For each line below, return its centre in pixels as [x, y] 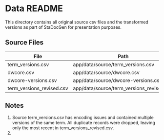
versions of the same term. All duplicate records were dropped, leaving [83, 122]
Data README [34, 9]
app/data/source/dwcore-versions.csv [118, 80]
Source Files [24, 43]
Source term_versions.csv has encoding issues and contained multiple [83, 117]
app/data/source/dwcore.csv [106, 72]
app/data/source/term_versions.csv [114, 64]
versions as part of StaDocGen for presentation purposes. [63, 27]
